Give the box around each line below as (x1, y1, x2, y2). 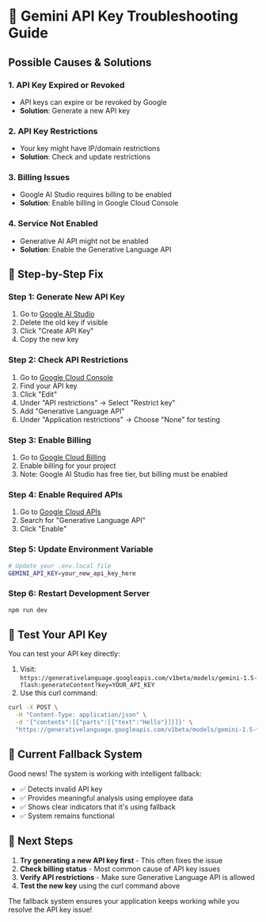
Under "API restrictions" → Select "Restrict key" (19, 398, 176, 407)
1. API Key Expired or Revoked (8, 79, 125, 90)
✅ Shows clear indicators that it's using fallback (19, 801, 177, 812)
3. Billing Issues (8, 172, 70, 183)
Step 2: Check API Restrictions (8, 355, 129, 366)
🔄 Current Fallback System (8, 747, 142, 761)
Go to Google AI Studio (19, 309, 95, 319)
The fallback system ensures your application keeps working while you (8, 896, 240, 905)
